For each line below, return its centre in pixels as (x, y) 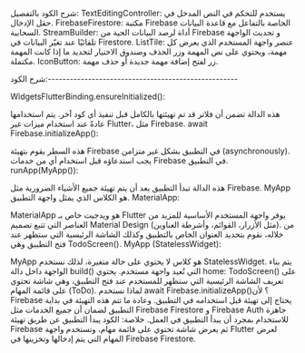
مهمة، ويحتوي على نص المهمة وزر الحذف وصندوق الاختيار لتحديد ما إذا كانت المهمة (149, 52)
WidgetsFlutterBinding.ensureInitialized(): (88, 96)
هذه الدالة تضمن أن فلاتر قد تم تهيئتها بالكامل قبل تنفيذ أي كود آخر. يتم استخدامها (145, 114)
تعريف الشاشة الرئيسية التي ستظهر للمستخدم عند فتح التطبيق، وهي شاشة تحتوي (147, 281)
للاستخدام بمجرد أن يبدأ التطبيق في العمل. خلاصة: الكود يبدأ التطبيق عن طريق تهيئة (150, 319)
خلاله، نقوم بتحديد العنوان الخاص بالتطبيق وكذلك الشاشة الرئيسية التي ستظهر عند (147, 234)
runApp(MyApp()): (44, 170)
